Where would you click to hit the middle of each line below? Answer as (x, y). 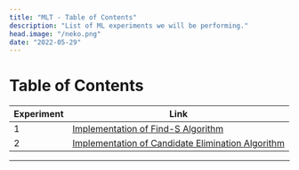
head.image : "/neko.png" (55, 34)
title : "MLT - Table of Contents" (73, 17)
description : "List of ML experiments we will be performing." (129, 26)
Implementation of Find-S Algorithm (148, 129)
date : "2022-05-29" (45, 42)
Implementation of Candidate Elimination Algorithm (178, 143)
